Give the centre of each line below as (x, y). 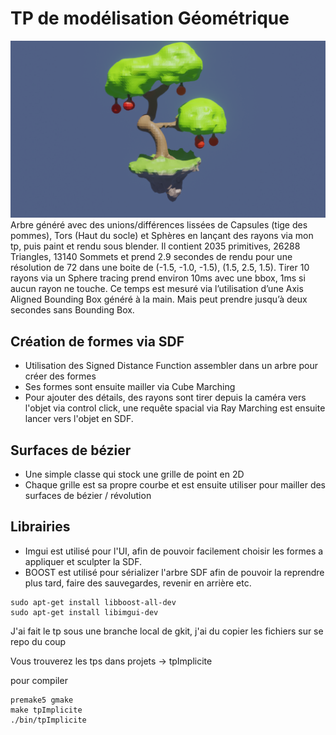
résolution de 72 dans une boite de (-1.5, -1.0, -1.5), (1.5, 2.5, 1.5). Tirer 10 (160, 268)
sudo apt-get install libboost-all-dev (93, 602)
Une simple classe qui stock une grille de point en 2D (134, 474)
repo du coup (38, 641)
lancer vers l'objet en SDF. (79, 419)
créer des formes (60, 376)
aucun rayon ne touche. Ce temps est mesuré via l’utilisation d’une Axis (157, 289)
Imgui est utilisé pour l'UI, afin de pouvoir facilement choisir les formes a (174, 551)
